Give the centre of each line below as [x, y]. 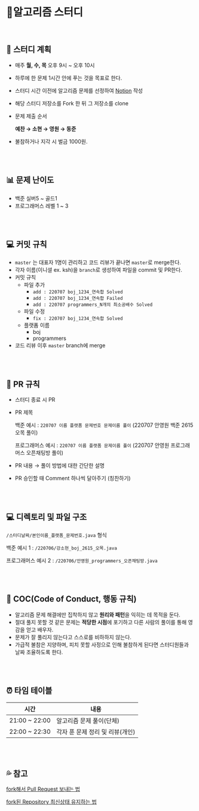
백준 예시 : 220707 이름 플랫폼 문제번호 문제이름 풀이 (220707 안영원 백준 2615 [104, 425]
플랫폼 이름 [36, 325]
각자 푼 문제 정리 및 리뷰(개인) [96, 732]
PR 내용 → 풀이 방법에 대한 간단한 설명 [59, 466]
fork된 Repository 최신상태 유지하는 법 [51, 802]
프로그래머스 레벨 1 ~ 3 [42, 206]
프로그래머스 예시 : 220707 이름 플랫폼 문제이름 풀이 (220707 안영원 [92, 445]
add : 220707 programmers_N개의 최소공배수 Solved [93, 305]
